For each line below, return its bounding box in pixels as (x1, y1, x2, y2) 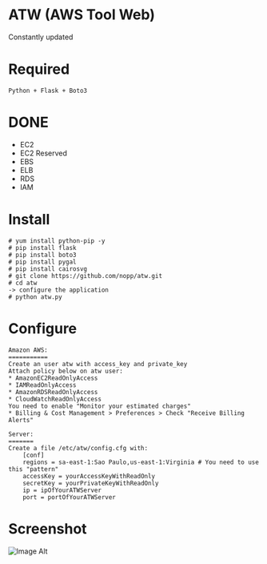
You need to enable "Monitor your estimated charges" (8, 402, 192, 410)
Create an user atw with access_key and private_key (8, 360, 188, 368)
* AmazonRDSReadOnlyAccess (8, 388, 98, 396)
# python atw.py (8, 292, 62, 301)
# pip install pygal (8, 258, 78, 266)
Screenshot (8, 519, 87, 538)
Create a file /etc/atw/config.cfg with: (8, 444, 149, 452)
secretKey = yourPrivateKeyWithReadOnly (22, 479, 159, 487)
